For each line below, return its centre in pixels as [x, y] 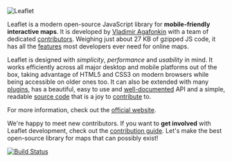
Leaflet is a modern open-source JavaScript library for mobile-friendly [109, 24]
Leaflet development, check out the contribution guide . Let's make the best [115, 130]
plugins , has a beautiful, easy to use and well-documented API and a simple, [116, 89]
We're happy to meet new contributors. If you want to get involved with [109, 123]
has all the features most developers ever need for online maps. [98, 46]
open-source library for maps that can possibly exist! [83, 138]
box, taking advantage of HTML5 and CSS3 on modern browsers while [108, 74]
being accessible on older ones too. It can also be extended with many [108, 82]
